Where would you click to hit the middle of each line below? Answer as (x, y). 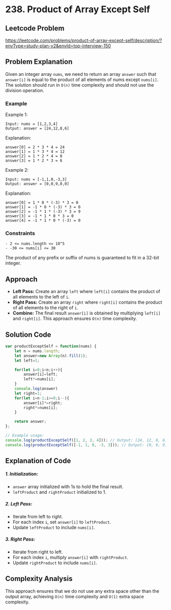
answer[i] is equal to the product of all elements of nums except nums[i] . (82, 79)
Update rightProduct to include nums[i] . (55, 563)
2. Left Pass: (19, 503)
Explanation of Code (38, 461)
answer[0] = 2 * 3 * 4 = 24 (35, 147)
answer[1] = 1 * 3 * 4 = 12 (35, 152)
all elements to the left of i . (41, 297)
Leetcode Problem (35, 28)
